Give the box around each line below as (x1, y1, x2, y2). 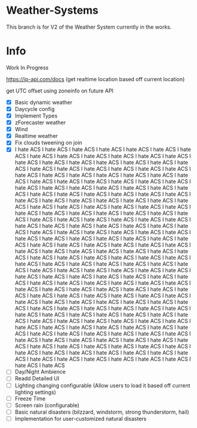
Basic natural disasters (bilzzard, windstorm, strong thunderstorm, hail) (14, 408, 189, 415)
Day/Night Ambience (14, 368, 66, 375)
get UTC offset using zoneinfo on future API (6, 87, 114, 94)
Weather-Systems (6, 4, 99, 17)
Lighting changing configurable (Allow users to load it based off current (14, 381, 190, 389)
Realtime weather (14, 133, 58, 140)
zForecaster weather (14, 119, 66, 126)
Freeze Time (14, 395, 46, 402)
